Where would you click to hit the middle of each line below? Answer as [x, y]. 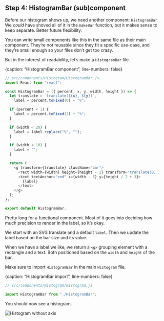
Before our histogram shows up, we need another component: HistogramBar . [82, 20]
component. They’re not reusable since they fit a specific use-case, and [77, 45]
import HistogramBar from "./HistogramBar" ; [51, 294]
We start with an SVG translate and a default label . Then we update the [77, 232]
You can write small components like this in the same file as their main [76, 40]
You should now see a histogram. [39, 303]
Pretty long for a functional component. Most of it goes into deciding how [79, 218]
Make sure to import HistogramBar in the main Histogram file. [65, 267]
